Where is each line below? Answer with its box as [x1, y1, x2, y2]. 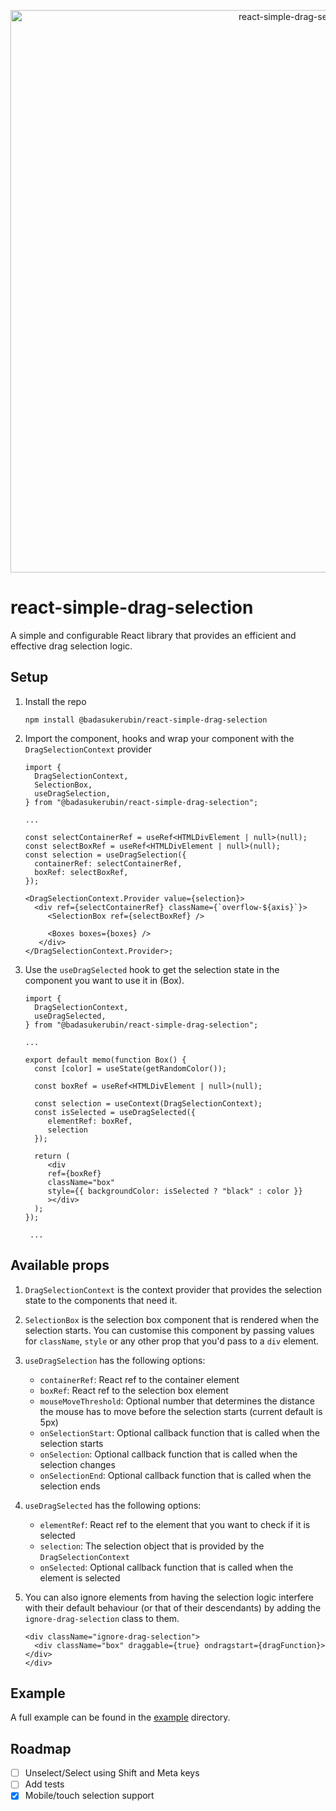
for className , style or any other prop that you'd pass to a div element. [24, 1335, 320, 1347]
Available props [10, 1257, 110, 1274]
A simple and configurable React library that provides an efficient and [10, 629, 297, 641]
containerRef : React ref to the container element [39, 1373, 240, 1385]
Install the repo [24, 695, 87, 707]
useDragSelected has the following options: [24, 1499, 202, 1511]
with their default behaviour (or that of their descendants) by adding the [24, 1601, 322, 1614]
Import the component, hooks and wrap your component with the [24, 732, 295, 744]
